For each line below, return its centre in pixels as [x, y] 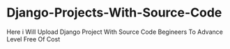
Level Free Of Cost [33, 39]
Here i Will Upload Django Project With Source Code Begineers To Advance [115, 32]
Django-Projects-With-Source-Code [114, 13]
